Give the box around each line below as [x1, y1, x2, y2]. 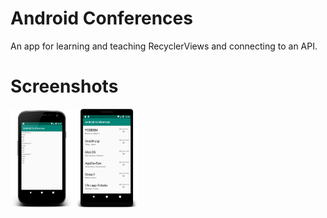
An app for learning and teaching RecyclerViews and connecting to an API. [10, 40, 318, 52]
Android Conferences [10, 7, 193, 30]
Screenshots [10, 75, 119, 98]
